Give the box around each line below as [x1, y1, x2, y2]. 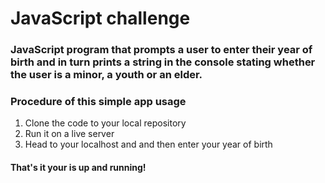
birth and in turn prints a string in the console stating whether [10, 55, 316, 69]
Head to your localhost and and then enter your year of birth [24, 138, 273, 151]
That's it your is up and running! [10, 162, 147, 173]
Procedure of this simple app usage [10, 95, 187, 109]
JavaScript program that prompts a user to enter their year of [10, 43, 313, 57]
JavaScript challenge [10, 7, 191, 30]
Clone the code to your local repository [24, 117, 187, 129]
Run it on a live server [24, 128, 115, 140]
